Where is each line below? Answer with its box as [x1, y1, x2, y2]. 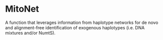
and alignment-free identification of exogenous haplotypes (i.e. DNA [5, 24, 145, 30]
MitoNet [5, 3, 40, 15]
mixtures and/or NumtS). [5, 30, 56, 36]
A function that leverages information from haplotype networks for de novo [5, 20, 159, 25]
